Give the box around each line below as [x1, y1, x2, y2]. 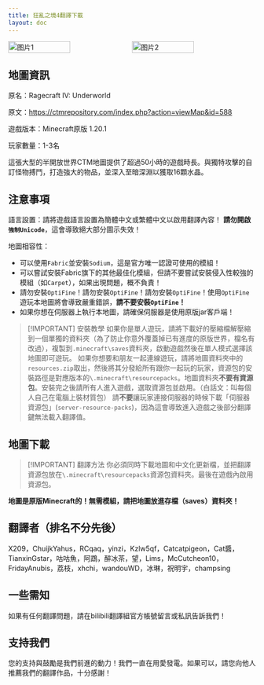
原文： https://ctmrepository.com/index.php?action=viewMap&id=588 [8, 108, 233, 117]
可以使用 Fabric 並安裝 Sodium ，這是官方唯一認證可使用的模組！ [19, 258, 221, 268]
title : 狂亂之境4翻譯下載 [8, 11, 84, 20]
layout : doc [8, 19, 47, 27]
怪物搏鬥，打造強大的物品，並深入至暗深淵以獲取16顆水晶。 [14, 167, 208, 177]
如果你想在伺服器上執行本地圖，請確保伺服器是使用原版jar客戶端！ [19, 307, 235, 317]
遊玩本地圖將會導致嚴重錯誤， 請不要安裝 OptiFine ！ [19, 298, 186, 307]
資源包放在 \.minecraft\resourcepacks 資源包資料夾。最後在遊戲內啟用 [27, 469, 254, 479]
